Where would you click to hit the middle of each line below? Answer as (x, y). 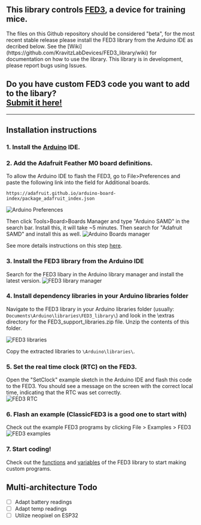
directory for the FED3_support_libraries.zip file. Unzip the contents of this (98, 322)
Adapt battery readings (43, 502)
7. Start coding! (29, 449)
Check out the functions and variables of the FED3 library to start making (96, 462)
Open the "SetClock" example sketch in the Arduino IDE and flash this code (99, 380)
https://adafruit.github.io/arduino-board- (61, 194)
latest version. (24, 280)
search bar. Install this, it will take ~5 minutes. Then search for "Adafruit (94, 228)
